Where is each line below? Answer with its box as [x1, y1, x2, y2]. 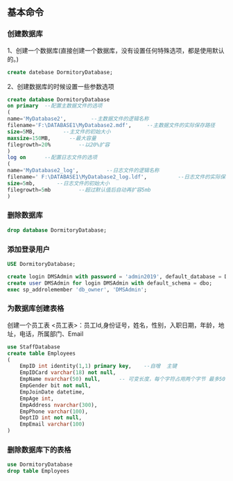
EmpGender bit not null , [19, 382, 92, 389]
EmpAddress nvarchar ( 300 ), [19, 401, 98, 408]
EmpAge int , [19, 395, 54, 402]
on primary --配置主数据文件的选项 [7, 103, 103, 110]
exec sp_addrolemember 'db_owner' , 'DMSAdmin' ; [7, 286, 148, 293]
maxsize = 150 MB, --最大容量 [7, 135, 97, 142]
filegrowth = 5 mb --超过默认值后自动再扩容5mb [7, 186, 151, 193]
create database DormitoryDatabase [7, 96, 110, 103]
